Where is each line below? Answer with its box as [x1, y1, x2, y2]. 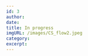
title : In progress [6, 24, 54, 31]
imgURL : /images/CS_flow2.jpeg [6, 30, 83, 36]
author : [6, 14, 25, 20]
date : [6, 19, 19, 25]
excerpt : [6, 41, 28, 47]
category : [6, 36, 31, 41]
